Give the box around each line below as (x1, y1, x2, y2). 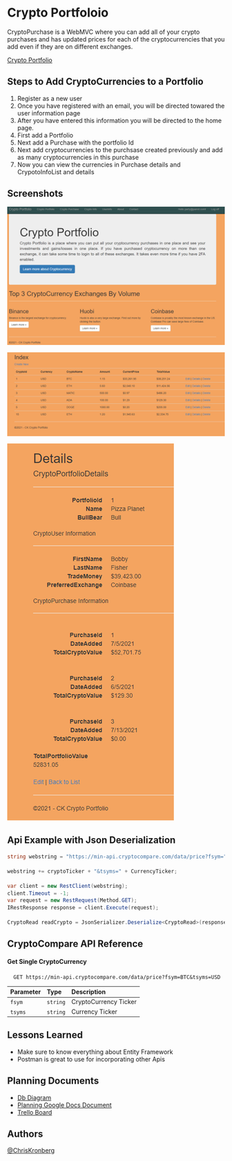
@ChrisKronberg (7, 1146, 55, 1155)
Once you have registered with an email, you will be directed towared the (17, 102, 225, 110)
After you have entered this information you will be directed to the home (17, 116, 222, 124)
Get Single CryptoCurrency (7, 957, 88, 965)
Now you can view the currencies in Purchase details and (17, 160, 181, 169)
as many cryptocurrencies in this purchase (17, 153, 139, 161)
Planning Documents (7, 1075, 99, 1087)
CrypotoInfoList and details (17, 167, 95, 176)
